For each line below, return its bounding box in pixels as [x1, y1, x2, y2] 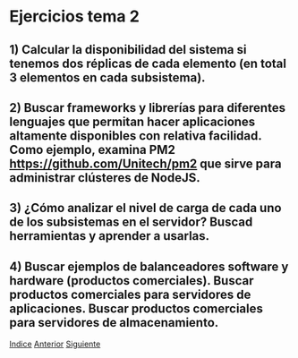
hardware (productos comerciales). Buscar [9, 273, 254, 288]
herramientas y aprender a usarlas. [9, 228, 210, 243]
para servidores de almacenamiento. [9, 315, 219, 330]
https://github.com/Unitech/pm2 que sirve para [9, 156, 282, 171]
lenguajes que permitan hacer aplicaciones [9, 114, 256, 129]
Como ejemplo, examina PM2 [9, 141, 176, 158]
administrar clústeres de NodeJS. [9, 170, 201, 185]
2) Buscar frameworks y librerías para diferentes [9, 100, 286, 115]
